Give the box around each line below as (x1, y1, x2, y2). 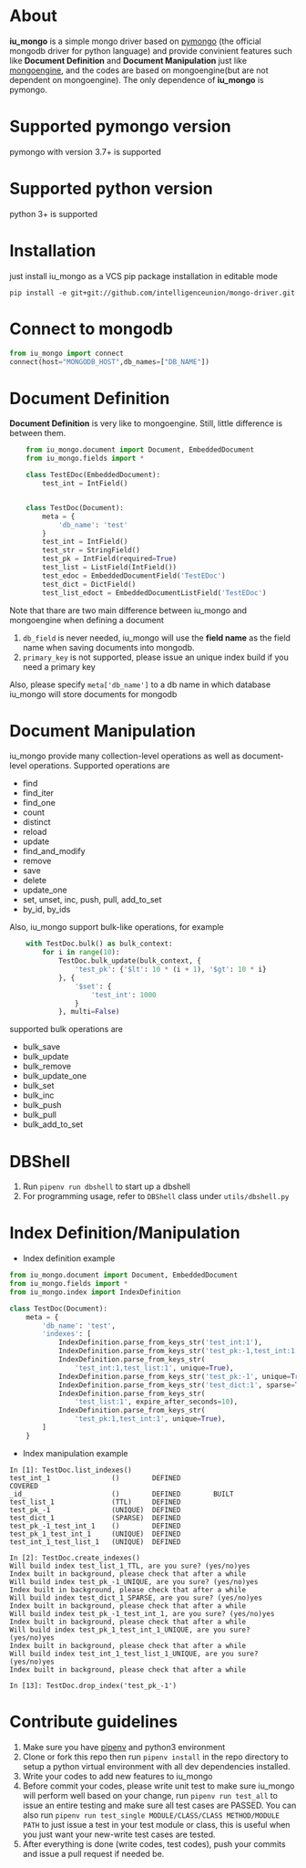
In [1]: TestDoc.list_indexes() (9, 1466, 132, 1475)
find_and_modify (22, 846, 86, 857)
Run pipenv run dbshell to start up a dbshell (22, 1181, 191, 1192)
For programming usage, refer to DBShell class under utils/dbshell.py (22, 1191, 290, 1202)
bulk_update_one (22, 1070, 87, 1081)
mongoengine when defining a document (9, 614, 164, 625)
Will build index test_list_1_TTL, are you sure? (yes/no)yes (9, 1561, 250, 1571)
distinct (22, 817, 51, 828)
